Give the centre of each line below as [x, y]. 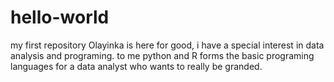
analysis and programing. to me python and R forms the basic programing [162, 55]
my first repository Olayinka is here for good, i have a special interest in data [167, 45]
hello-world [60, 17]
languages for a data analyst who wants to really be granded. [136, 66]
